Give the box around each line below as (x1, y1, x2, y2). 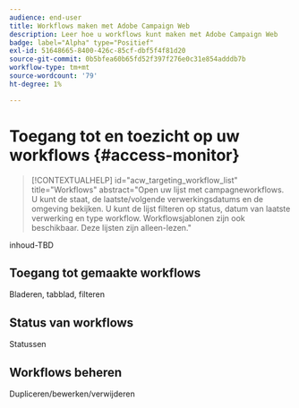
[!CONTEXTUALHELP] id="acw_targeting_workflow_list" (30, 174, 239, 185)
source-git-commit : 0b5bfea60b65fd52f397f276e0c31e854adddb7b (9, 55, 246, 64)
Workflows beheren (9, 364, 123, 380)
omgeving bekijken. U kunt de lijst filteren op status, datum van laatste (30, 203, 291, 214)
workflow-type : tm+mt (9, 64, 90, 72)
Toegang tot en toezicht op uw (9, 126, 240, 146)
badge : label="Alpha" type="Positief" (9, 38, 154, 47)
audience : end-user (9, 13, 82, 22)
